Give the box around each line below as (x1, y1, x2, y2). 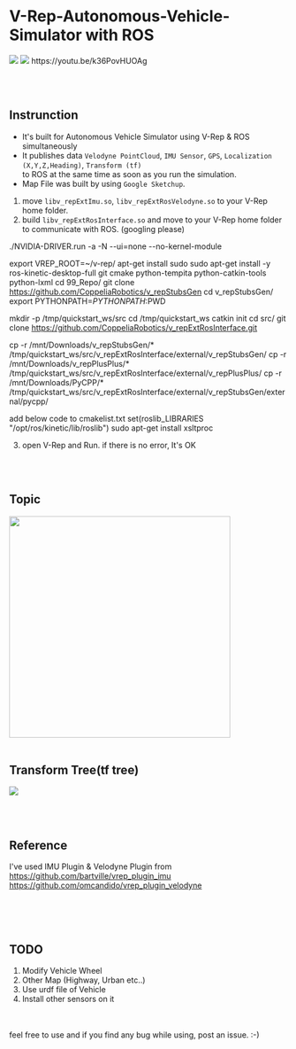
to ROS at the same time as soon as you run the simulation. (21, 168, 237, 179)
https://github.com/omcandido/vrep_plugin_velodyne (9, 880, 202, 891)
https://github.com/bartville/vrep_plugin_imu (9, 871, 171, 882)
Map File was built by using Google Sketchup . (21, 178, 186, 189)
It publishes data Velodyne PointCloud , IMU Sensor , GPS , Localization (21, 150, 272, 160)
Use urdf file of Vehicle (21, 984, 106, 994)
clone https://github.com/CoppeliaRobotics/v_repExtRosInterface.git (9, 322, 258, 333)
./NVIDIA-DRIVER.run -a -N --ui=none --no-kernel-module (9, 241, 223, 252)
